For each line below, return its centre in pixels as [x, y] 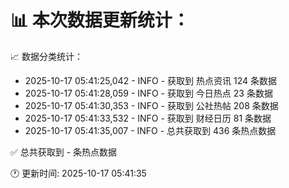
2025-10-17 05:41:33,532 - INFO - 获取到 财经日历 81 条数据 [148, 118]
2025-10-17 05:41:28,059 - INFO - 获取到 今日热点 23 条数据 [148, 93]
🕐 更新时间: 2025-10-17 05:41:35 [78, 173]
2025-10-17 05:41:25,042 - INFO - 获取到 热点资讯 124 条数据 [150, 80]
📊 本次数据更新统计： [100, 20]
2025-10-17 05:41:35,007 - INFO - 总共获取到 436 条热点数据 [150, 130]
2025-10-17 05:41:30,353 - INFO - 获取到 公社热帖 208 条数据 [151, 105]
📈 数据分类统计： [46, 56]
